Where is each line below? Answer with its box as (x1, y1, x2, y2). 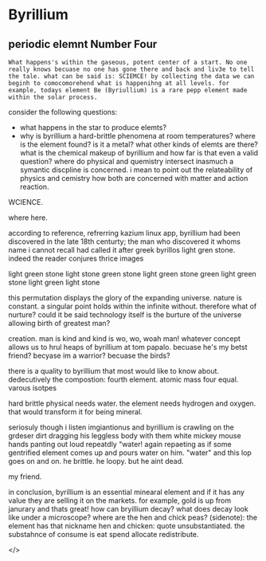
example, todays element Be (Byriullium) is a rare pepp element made (8, 86, 248, 94)
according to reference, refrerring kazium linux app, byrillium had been (8, 229, 241, 237)
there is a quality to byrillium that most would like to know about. (8, 367, 220, 375)
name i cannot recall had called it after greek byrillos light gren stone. (8, 245, 236, 254)
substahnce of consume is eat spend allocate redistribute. (8, 530, 199, 539)
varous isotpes (8, 383, 57, 392)
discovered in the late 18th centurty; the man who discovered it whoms (8, 237, 241, 246)
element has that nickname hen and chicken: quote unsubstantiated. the (8, 521, 245, 531)
